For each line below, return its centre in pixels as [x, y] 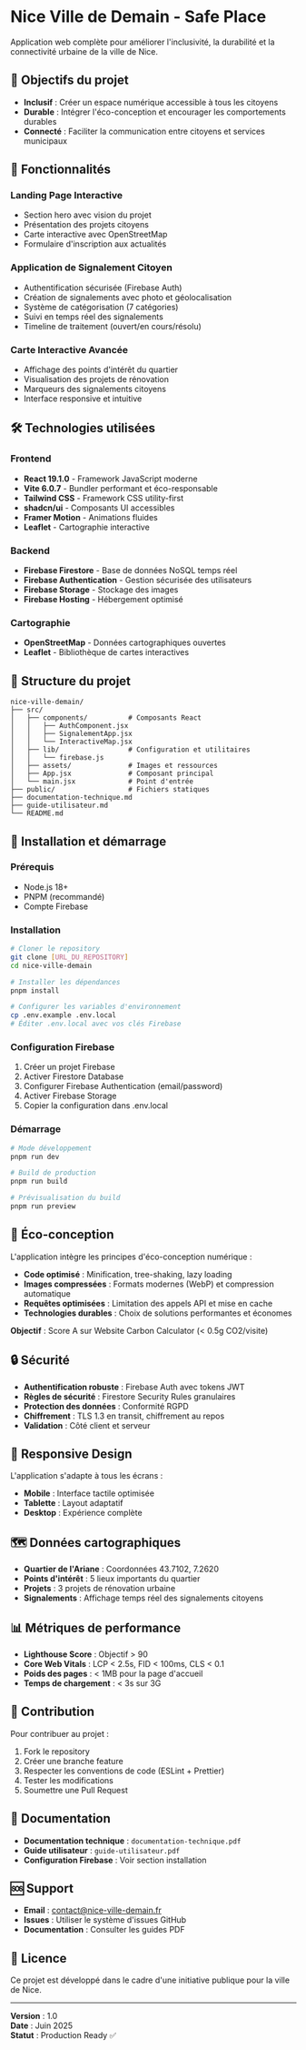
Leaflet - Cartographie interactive [87, 527]
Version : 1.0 [34, 2016]
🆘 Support [42, 1888]
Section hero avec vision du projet [88, 215]
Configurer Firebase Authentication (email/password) [123, 1086]
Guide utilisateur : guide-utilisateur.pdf [102, 1850]
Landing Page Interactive [67, 196]
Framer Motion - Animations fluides [90, 517]
